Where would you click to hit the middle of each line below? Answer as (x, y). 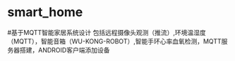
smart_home (45, 12)
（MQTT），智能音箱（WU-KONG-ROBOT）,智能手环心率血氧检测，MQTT (114, 41)
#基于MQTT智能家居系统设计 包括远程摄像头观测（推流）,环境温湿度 (107, 32)
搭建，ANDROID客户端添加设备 (65, 50)
